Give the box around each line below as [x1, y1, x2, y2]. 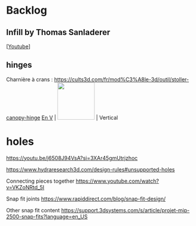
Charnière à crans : [6, 75, 53, 83]
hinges [6, 60, 33, 70]
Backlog [6, 4, 48, 17]
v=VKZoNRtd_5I [6, 183, 45, 190]
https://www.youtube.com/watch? [75, 177, 159, 184]
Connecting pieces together [6, 177, 75, 184]
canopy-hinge [6, 114, 40, 121]
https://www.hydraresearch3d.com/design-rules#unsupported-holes [6, 165, 175, 173]
